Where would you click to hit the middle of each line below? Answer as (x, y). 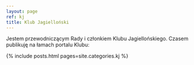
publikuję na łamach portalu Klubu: (48, 45)
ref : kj (15, 17)
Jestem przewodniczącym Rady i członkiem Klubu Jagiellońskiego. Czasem (97, 39)
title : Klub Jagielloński (37, 22)
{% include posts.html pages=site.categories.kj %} (67, 56)
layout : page (22, 11)
